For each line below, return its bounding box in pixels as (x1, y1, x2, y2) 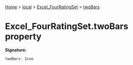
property (5, 31, 42, 42)
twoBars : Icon (5, 56, 34, 61)
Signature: (5, 47, 27, 52)
